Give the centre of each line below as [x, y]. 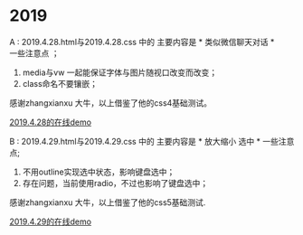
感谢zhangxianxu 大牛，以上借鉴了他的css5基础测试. [108, 202]
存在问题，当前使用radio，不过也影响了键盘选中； [115, 183]
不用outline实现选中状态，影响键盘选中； [99, 172]
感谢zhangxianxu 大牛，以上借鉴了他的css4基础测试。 [111, 103]
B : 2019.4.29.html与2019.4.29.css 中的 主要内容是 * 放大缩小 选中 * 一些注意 [152, 141]
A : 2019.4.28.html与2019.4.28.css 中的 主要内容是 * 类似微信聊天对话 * [142, 42]
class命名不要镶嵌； [60, 83]
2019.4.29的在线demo [51, 221]
